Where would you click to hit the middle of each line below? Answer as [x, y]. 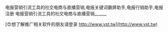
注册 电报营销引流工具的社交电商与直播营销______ [56, 13]
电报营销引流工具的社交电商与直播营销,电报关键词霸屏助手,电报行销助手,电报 [84, 7]
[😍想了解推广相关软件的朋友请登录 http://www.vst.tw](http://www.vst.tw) [81, 24]
